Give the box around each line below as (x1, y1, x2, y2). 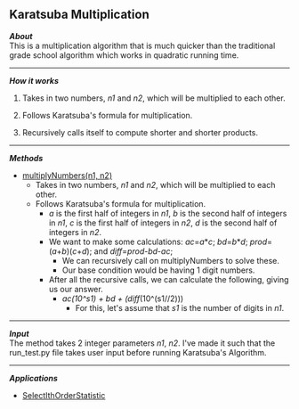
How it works (9, 75, 60, 86)
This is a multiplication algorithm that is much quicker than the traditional (9, 40, 276, 51)
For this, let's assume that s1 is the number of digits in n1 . (75, 302, 285, 313)
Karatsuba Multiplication (9, 7, 149, 22)
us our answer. (48, 283, 104, 294)
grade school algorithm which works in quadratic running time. (9, 49, 239, 61)
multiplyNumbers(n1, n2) (21, 169, 113, 181)
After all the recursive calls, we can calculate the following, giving (48, 274, 289, 284)
